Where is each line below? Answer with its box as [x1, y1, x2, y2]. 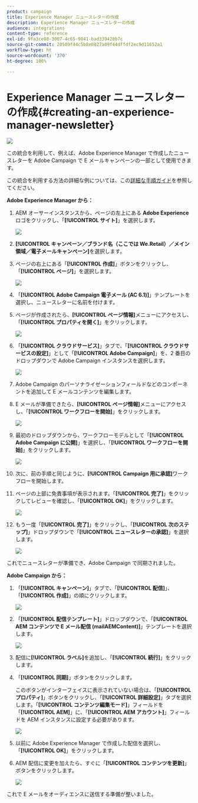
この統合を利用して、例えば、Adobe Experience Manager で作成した [6, 149, 174, 157]
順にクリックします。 [78, 592, 130, 599]
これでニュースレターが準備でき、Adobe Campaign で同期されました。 [6, 560, 179, 567]
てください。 [6, 184, 38, 191]
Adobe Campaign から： [6, 572, 67, 579]
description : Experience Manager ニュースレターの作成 [6, 19, 135, 25]
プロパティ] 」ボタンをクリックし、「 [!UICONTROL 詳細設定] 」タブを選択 [15, 694, 192, 701]
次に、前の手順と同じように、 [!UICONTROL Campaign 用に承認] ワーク [15, 470, 188, 477]
